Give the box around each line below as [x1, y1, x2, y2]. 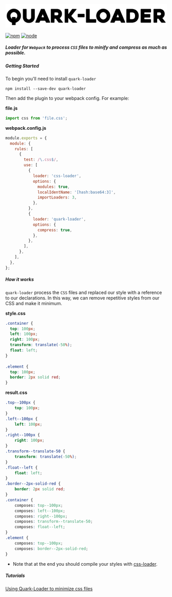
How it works [5, 276, 34, 283]
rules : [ [14, 146, 33, 151]
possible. [5, 50, 26, 56]
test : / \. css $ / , [24, 157, 59, 163]
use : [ [24, 163, 38, 168]
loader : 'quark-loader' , [32, 216, 86, 222]
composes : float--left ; [14, 525, 66, 530]
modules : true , [37, 184, 70, 189]
